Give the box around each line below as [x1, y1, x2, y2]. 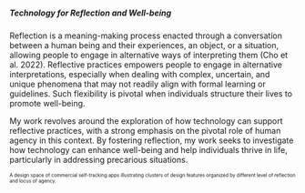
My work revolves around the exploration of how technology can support [9, 115, 284, 127]
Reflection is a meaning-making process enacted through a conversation [9, 30, 283, 41]
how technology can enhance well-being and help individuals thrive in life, [9, 144, 289, 155]
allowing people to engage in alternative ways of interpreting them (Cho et [9, 49, 289, 60]
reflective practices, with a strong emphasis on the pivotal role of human [9, 125, 281, 136]
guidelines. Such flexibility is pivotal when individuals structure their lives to [9, 87, 293, 99]
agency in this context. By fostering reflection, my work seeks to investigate [9, 135, 294, 146]
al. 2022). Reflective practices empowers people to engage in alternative [9, 59, 282, 70]
